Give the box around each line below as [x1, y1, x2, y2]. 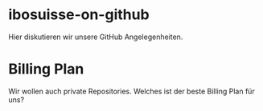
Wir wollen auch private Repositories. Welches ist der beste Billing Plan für [8, 86, 255, 96]
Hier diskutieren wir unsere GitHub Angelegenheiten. [8, 32, 183, 42]
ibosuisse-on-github [8, 6, 150, 24]
